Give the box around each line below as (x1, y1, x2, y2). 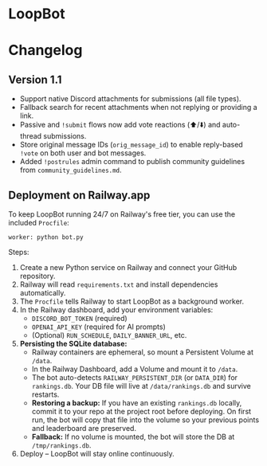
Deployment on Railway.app (8, 188, 151, 202)
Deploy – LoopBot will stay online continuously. (19, 449, 175, 458)
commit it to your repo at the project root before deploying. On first (31, 407, 252, 416)
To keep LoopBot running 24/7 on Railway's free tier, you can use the (8, 210, 236, 219)
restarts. (31, 390, 60, 399)
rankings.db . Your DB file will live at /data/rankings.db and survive (31, 382, 251, 390)
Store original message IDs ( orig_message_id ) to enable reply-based (19, 140, 243, 150)
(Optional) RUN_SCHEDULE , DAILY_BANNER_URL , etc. (31, 331, 187, 339)
